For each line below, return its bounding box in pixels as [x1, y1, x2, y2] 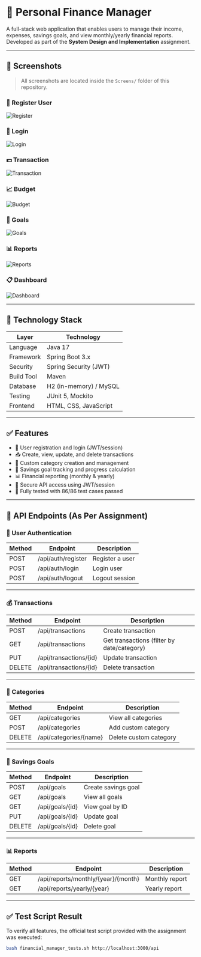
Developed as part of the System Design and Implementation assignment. [6, 38, 191, 45]
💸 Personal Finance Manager [6, 5, 152, 19]
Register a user [92, 554, 135, 563]
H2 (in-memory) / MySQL [47, 381, 120, 390]
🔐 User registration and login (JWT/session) [14, 444, 123, 451]
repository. [20, 84, 48, 91]
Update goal [83, 812, 118, 821]
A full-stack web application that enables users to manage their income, [6, 25, 184, 32]
